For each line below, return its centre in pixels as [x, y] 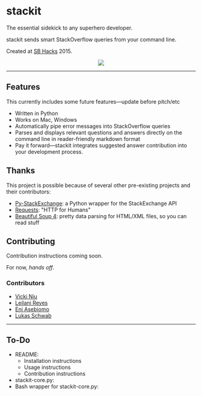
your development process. [49, 151]
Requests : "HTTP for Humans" [53, 210]
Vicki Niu [26, 296]
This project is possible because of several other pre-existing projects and [98, 185]
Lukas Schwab [33, 315]
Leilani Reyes [31, 303]
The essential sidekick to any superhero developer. [69, 28]
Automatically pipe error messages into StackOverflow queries [93, 126]
